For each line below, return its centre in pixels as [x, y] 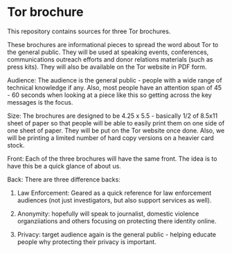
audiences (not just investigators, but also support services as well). [114, 200]
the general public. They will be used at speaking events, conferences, [108, 52]
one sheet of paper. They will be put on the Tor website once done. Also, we [116, 130]
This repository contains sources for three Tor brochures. [89, 31]
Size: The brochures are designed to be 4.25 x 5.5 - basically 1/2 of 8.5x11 [113, 116]
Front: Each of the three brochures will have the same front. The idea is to [112, 158]
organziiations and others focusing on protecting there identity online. [117, 221]
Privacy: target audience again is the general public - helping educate [117, 234]
